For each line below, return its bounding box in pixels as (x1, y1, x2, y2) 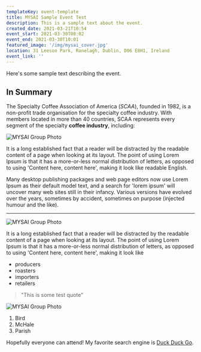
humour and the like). (6, 201, 59, 208)
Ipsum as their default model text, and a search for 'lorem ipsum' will (6, 182, 175, 189)
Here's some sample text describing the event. (6, 69, 121, 77)
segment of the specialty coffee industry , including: (6, 122, 136, 129)
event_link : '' (6, 53, 44, 59)
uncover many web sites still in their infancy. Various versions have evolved (6, 189, 192, 196)
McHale (14, 321, 35, 328)
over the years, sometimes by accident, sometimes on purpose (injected (6, 195, 185, 202)
